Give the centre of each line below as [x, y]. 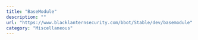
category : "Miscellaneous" [40, 28]
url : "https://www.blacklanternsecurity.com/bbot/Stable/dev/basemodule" [100, 22]
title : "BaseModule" [32, 11]
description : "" [26, 17]
